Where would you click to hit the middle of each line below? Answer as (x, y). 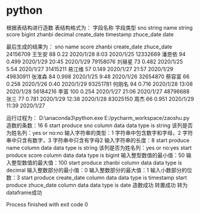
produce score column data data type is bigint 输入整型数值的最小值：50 (96, 155)
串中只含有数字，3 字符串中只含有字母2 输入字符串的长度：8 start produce (98, 140)
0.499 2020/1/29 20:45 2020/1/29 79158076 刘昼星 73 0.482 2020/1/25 (95, 61)
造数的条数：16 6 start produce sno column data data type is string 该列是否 (99, 125)
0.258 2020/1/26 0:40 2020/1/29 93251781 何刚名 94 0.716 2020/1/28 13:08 (99, 84)
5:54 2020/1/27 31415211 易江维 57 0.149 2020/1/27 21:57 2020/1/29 (90, 69)
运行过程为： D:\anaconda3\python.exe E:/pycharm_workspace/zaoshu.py (98, 118)
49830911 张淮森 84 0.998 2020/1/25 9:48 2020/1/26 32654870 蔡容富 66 (98, 76)
